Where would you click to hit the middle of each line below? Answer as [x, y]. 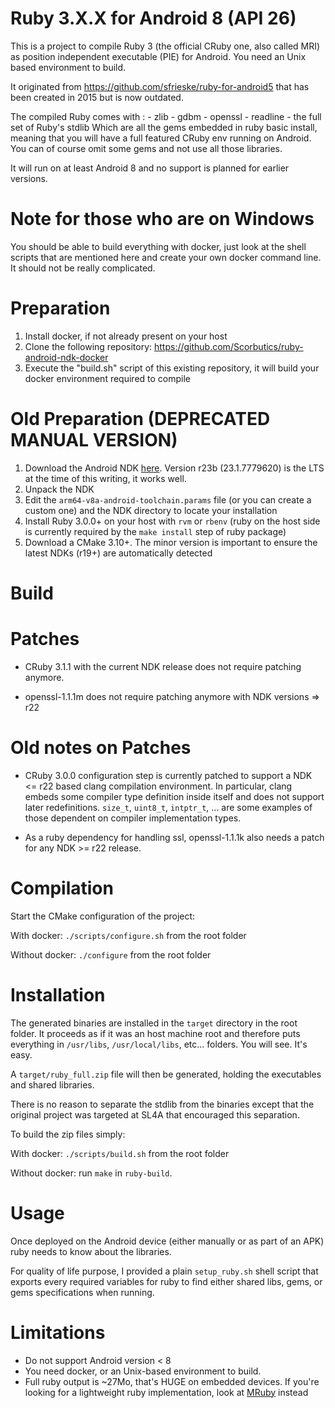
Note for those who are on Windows [162, 219]
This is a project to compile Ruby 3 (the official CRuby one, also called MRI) [165, 46]
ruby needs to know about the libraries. [91, 1251]
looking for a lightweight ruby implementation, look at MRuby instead [166, 1392]
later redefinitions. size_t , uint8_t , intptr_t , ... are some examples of [168, 807]
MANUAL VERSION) [94, 440]
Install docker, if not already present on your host [126, 336]
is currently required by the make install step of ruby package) [155, 531]
